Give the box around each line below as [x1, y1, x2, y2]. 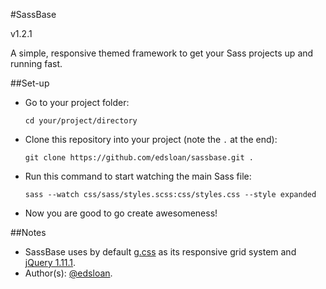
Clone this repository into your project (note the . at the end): [24, 134, 278, 145]
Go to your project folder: [24, 97, 130, 108]
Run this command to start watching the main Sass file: [24, 170, 252, 182]
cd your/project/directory [24, 116, 138, 126]
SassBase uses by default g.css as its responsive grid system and [24, 246, 297, 258]
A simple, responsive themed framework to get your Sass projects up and [10, 47, 314, 59]
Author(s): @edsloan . [24, 267, 113, 279]
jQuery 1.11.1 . [24, 257, 77, 268]
